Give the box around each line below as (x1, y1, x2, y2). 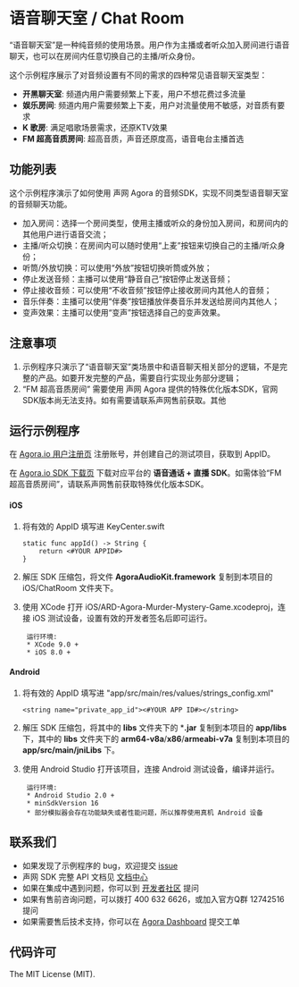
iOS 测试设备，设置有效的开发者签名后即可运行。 (32, 612, 212, 623)
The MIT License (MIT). (9, 969, 96, 980)
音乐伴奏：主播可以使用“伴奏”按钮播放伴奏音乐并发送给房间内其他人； (21, 296, 280, 307)
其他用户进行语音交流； (21, 229, 109, 240)
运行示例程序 (9, 423, 80, 438)
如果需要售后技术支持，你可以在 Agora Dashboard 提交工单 (21, 915, 241, 926)
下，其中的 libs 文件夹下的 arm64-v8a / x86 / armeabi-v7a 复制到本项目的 (21, 733, 290, 744)
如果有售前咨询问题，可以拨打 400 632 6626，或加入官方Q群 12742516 (21, 893, 286, 904)
